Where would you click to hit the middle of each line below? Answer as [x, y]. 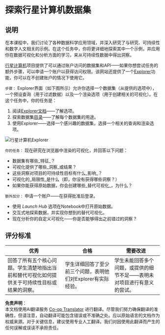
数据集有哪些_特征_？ [34, 161]
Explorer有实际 [92, 279]
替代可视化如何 [35, 275]
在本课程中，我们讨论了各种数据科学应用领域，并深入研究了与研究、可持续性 [82, 43]
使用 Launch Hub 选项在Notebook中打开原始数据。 [64, 206]
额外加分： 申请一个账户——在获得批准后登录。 [52, 196]
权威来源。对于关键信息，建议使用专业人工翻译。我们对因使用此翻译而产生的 [82, 321]
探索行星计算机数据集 [48, 10]
